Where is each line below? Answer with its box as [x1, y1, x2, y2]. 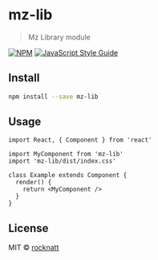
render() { [15, 179, 52, 187]
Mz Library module [27, 32, 91, 42]
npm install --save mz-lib [8, 93, 99, 101]
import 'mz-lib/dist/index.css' [8, 157, 116, 166]
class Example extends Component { [8, 171, 128, 180]
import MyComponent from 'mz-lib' [8, 151, 124, 159]
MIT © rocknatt [8, 243, 59, 253]
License [8, 221, 49, 235]
